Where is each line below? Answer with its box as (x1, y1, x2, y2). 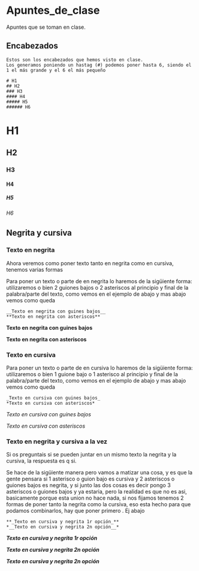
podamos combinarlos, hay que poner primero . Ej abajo (6, 507, 145, 515)
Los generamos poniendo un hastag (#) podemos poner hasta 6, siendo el (6, 62, 192, 68)
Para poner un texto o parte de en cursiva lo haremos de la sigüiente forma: (6, 364, 193, 372)
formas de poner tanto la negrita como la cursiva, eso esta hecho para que (6, 501, 191, 508)
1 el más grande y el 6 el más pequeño (6, 67, 106, 73)
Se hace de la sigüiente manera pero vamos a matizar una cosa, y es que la (6, 469, 193, 476)
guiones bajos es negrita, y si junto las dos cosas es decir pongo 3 (6, 482, 171, 489)
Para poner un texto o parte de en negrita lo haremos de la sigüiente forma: (6, 277, 192, 285)
